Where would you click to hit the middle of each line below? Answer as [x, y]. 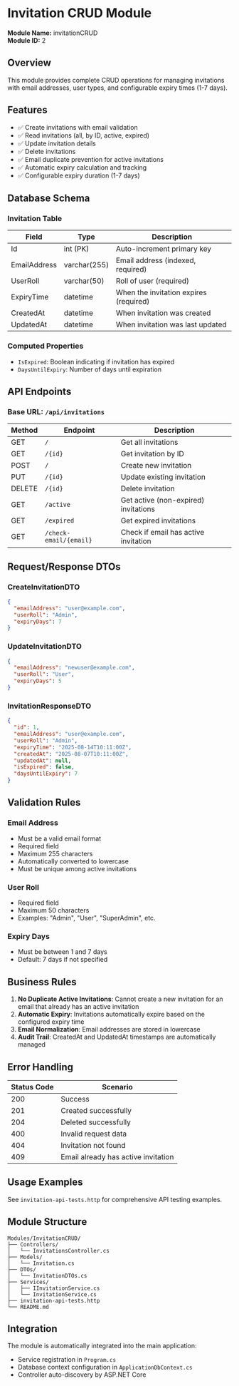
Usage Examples [45, 1182]
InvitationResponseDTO [49, 706]
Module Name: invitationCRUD [53, 33]
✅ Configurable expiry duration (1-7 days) [79, 175]
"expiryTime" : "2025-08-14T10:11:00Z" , [73, 747]
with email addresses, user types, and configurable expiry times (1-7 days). [117, 88]
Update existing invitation [163, 477]
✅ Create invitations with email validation [78, 127]
